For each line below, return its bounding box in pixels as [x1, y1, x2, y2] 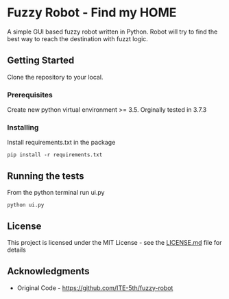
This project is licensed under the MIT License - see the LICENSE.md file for [7, 238, 222, 246]
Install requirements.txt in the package [7, 139, 116, 147]
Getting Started [7, 55, 75, 67]
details [7, 246, 26, 254]
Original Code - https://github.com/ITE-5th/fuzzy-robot [16, 283, 173, 292]
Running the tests [7, 170, 84, 182]
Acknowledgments [7, 265, 91, 277]
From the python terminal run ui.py [7, 189, 105, 197]
